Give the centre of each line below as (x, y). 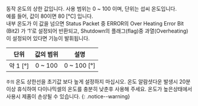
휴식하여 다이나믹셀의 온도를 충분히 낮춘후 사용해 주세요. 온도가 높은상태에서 (105, 89)
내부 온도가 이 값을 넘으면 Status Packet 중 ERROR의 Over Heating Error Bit (95, 23)
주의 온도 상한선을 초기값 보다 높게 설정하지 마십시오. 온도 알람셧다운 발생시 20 (96, 81)
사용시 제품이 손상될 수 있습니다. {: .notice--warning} (68, 96)
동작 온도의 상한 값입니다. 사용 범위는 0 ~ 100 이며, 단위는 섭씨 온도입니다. (92, 9)
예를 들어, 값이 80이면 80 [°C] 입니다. (50, 16)
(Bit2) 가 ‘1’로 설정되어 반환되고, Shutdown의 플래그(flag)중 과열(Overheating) (97, 31)
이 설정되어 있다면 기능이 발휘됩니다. (48, 38)
